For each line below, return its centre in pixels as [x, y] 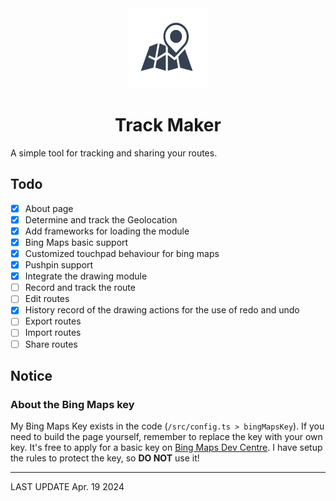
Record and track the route [80, 288]
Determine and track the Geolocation [101, 219]
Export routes [53, 321]
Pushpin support [59, 265]
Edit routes [47, 299]
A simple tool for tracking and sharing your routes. [114, 153]
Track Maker [168, 125]
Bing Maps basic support [76, 242]
